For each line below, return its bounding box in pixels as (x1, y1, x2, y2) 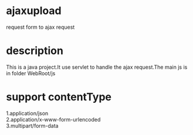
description (6, 44, 63, 58)
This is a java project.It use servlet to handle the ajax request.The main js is (6, 63, 188, 70)
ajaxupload (6, 4, 62, 18)
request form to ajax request (6, 23, 75, 31)
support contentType (6, 90, 112, 104)
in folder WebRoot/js (6, 69, 56, 77)
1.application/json (6, 110, 49, 117)
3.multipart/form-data (6, 122, 59, 129)
